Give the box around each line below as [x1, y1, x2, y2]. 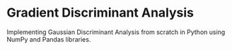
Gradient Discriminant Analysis [6, 5, 195, 21]
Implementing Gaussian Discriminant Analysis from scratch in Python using [6, 28, 226, 36]
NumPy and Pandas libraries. [6, 35, 91, 43]
